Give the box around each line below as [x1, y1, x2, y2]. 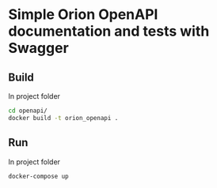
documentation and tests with [8, 22, 210, 40]
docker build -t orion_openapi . [8, 114, 119, 122]
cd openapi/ [8, 107, 48, 115]
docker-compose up [8, 172, 69, 180]
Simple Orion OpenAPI [8, 6, 158, 24]
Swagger [8, 39, 69, 57]
